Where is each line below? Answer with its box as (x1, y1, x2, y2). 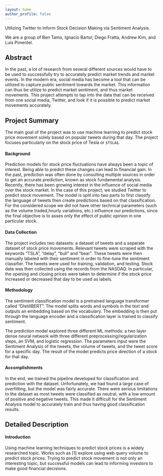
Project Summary (5, 116, 59, 125)
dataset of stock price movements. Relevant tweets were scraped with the (5, 245, 154, 251)
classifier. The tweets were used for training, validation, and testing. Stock (5, 260, 153, 267)
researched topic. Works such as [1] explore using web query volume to (5, 450, 149, 456)
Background (5, 151, 31, 157)
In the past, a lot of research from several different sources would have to (5, 66, 152, 72)
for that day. (5, 353, 30, 359)
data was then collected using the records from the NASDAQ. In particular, (5, 266, 154, 271)
